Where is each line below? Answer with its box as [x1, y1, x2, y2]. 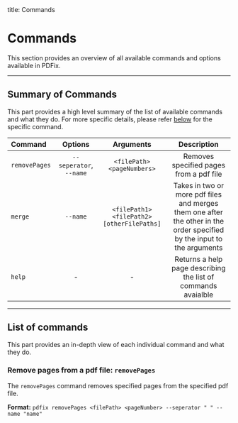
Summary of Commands [7, 89, 118, 101]
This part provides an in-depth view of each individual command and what [7, 340, 225, 348]
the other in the [173, 216, 225, 226]
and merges [178, 198, 219, 208]
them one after [174, 207, 223, 217]
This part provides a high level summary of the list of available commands [7, 107, 223, 116]
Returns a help [174, 254, 223, 264]
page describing [171, 263, 226, 273]
